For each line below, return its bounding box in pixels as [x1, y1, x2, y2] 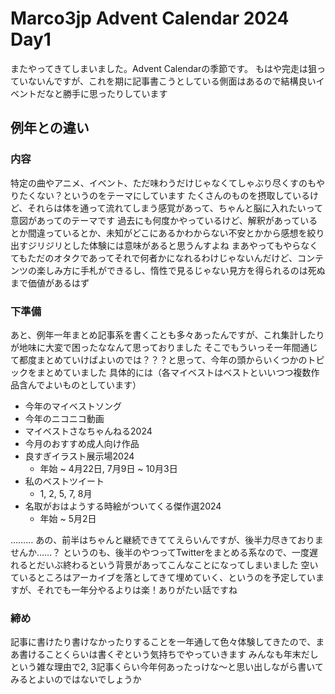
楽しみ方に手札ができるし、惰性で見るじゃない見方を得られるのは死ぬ [36, 264, 326, 276]
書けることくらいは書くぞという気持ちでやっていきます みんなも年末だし [18, 648, 319, 661]
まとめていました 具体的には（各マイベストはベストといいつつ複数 [36, 366, 312, 378]
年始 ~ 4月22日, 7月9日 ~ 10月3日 [39, 462, 178, 474]
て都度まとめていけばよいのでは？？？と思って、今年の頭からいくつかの [10, 353, 308, 366]
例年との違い [10, 120, 90, 137]
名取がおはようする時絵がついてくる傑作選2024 [24, 500, 222, 512]
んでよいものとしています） [27, 378, 142, 391]
